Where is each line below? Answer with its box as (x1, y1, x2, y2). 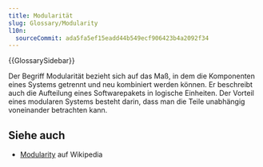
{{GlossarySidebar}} (8, 56, 76, 66)
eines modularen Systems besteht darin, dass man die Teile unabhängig (8, 97, 245, 106)
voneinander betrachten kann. (8, 105, 108, 115)
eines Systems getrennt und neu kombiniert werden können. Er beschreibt (8, 80, 253, 89)
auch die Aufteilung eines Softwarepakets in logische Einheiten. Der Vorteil (8, 89, 254, 98)
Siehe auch (8, 129, 66, 142)
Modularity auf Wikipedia (19, 149, 103, 160)
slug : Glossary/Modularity (8, 19, 98, 27)
